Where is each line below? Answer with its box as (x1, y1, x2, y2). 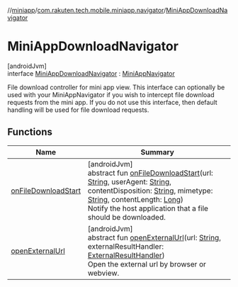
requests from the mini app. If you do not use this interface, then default (7, 98, 217, 106)
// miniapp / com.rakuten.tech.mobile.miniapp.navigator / (7, 6, 166, 14)
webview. (87, 268, 120, 278)
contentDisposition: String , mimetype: (87, 186, 213, 196)
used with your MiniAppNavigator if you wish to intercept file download (7, 90, 215, 99)
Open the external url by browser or (87, 259, 207, 269)
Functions (7, 126, 53, 138)
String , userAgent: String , (87, 176, 172, 186)
